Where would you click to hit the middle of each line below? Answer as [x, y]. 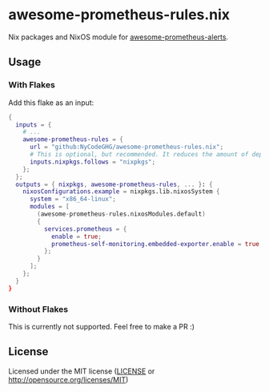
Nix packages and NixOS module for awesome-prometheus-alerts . [118, 37]
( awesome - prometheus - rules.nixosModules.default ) [121, 214]
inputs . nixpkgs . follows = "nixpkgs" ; [92, 162]
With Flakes [32, 85]
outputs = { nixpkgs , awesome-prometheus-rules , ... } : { [114, 184]
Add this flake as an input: [51, 103]
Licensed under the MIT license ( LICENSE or [82, 371]
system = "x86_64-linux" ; [72, 199]
